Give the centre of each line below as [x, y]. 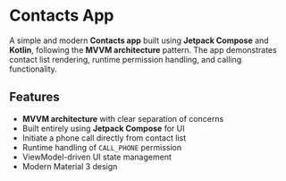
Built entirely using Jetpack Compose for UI [103, 128]
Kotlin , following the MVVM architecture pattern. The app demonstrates [143, 49]
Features [34, 97]
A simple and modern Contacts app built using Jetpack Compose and [139, 40]
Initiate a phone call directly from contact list [104, 138]
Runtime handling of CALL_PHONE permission [102, 147]
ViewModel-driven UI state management [97, 157]
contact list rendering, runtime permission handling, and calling [126, 59]
